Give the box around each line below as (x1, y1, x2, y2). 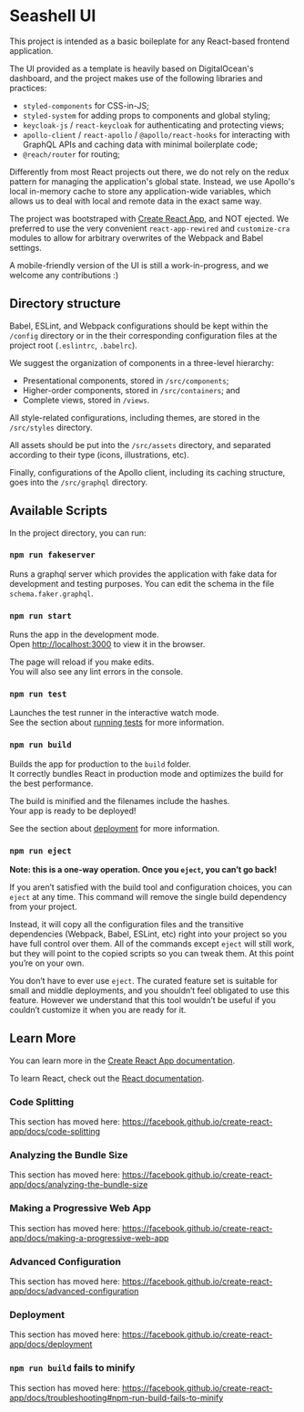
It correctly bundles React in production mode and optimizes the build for (9, 768, 284, 779)
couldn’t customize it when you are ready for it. (9, 1005, 187, 1016)
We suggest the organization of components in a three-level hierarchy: (9, 357, 275, 368)
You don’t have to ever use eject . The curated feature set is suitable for (9, 976, 278, 987)
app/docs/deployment (9, 1339, 93, 1350)
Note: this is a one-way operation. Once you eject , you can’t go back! (9, 864, 278, 875)
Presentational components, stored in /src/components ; (22, 375, 229, 386)
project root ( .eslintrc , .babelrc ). (9, 340, 138, 350)
